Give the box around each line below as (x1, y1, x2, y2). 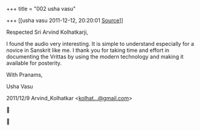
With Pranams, (6, 71, 43, 78)
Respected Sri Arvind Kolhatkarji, (6, 28, 89, 36)
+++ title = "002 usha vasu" (6, 5, 76, 12)
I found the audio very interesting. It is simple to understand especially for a (6, 40, 195, 47)
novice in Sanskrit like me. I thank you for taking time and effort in (6, 46, 170, 54)
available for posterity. (6, 60, 62, 66)
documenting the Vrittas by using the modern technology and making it (6, 53, 184, 60)
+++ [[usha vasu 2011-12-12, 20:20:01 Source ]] (6, 17, 124, 24)
